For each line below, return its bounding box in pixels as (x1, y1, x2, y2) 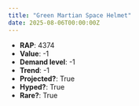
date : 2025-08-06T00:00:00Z (8, 19, 101, 27)
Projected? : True (19, 74, 75, 83)
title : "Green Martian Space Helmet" (8, 11, 132, 20)
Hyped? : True (19, 82, 65, 91)
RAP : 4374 (19, 40, 55, 49)
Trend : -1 (19, 65, 49, 75)
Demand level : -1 (19, 57, 76, 67)
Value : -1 (19, 49, 49, 58)
